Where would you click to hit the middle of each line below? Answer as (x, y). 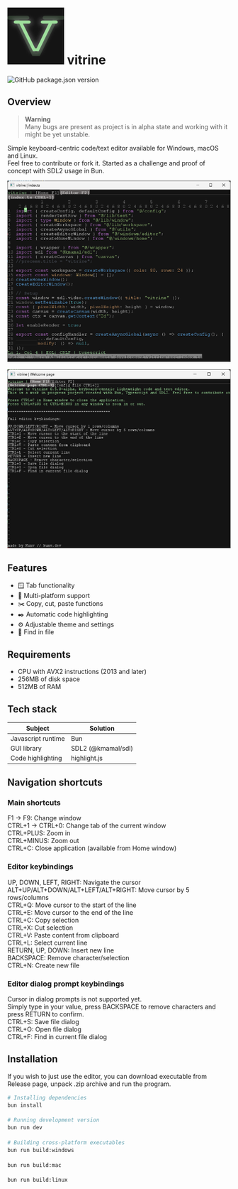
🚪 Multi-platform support (54, 596)
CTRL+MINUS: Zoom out (43, 841)
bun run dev (25, 1128)
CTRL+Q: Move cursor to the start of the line (72, 905)
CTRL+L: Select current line (47, 943)
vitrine (86, 60)
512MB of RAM (39, 687)
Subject (38, 728)
